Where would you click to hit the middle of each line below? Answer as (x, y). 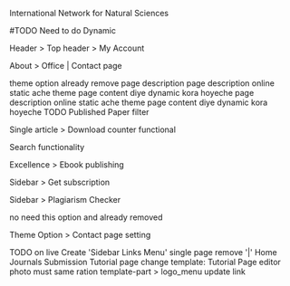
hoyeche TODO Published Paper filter (79, 112)
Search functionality (47, 147)
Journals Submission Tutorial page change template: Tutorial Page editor (145, 262)
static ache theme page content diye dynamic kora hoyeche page (132, 93)
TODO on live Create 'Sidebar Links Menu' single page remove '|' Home (144, 252)
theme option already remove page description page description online (142, 83)
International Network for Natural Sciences (89, 13)
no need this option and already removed (86, 217)
